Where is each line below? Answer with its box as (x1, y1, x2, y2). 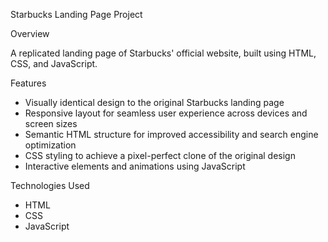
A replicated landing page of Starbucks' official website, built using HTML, (10, 47, 317, 59)
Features (10, 77, 47, 89)
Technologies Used (10, 180, 90, 191)
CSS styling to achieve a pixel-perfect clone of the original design (24, 150, 296, 161)
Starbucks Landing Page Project (10, 9, 143, 20)
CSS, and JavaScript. (10, 58, 98, 69)
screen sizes (24, 118, 78, 129)
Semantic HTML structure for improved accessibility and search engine (24, 129, 319, 140)
